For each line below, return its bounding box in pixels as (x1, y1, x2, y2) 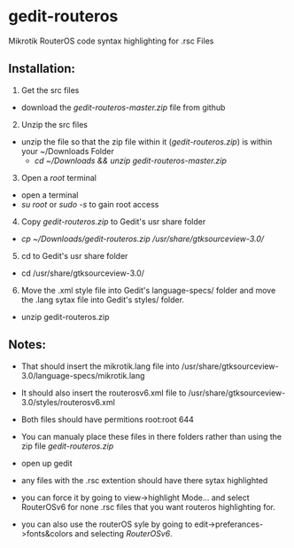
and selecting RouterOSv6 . (74, 528, 174, 538)
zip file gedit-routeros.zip (20, 441, 114, 451)
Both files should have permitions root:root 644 (20, 414, 194, 425)
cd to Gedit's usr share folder (20, 250, 128, 261)
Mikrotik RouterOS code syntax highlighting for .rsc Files (8, 35, 214, 46)
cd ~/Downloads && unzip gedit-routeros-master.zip (34, 155, 227, 166)
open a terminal (20, 189, 79, 200)
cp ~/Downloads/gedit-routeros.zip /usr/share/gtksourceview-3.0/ (20, 233, 265, 244)
